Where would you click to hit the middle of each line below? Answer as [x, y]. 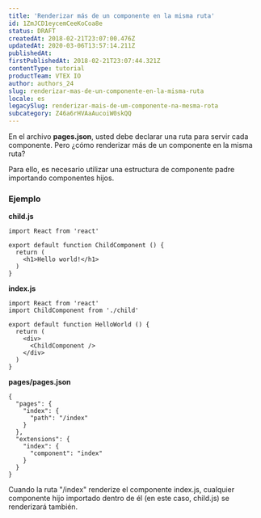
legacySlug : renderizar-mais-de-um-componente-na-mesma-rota [114, 106]
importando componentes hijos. [61, 178]
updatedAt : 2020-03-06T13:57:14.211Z [72, 46]
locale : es [27, 99]
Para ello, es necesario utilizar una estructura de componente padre [122, 169]
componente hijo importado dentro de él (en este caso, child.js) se [119, 499]
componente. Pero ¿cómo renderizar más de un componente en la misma [130, 145]
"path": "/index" [59, 418]
